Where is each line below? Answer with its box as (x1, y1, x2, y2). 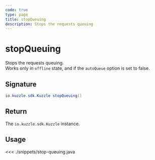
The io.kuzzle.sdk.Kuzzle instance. (5, 121, 80, 127)
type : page (5, 12, 28, 17)
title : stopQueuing (5, 17, 46, 22)
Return (5, 107, 27, 116)
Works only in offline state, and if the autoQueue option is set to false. (5, 65, 150, 71)
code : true (5, 7, 28, 13)
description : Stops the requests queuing (5, 21, 94, 27)
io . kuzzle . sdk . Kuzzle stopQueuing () (5, 93, 82, 98)
